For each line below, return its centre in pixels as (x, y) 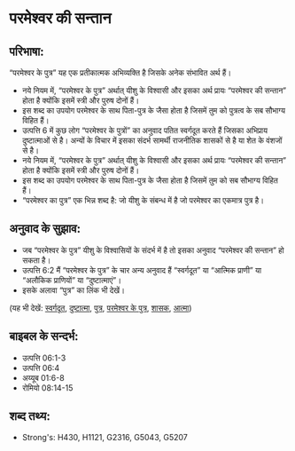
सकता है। (36, 260)
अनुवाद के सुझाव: (45, 229)
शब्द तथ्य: (30, 416)
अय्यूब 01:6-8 (43, 377)
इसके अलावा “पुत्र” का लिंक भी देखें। (74, 290)
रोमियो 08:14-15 (47, 388)
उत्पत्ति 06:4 (41, 368)
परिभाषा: (27, 51)
